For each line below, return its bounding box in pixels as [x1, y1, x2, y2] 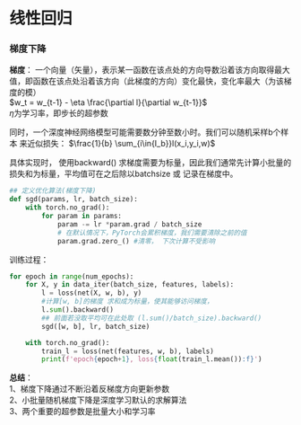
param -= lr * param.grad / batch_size [56, 219, 202, 229]
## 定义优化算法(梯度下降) [9, 186, 97, 196]
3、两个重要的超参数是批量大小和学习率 [9, 406, 156, 417]
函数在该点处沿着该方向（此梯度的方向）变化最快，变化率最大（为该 [32, 75, 284, 86]
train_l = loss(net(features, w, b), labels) [41, 347, 215, 356]
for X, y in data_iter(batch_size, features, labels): [25, 280, 235, 289]
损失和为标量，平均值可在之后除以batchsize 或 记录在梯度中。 [9, 168, 238, 180]
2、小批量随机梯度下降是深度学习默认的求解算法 [9, 394, 187, 405]
